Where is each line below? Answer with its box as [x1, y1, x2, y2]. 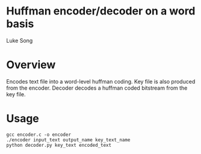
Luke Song [6, 37, 33, 44]
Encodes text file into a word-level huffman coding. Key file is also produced [6, 78, 196, 85]
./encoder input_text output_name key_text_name [6, 137, 131, 143]
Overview [6, 58, 56, 72]
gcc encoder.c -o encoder [6, 131, 71, 138]
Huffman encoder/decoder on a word [6, 4, 196, 18]
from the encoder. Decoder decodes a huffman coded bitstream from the [6, 84, 188, 91]
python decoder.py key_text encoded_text [6, 142, 112, 148]
